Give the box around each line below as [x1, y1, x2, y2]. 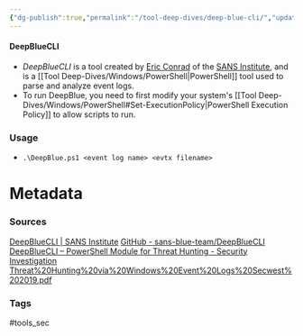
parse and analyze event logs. [22, 80, 134, 91]
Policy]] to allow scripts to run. [22, 109, 136, 120]
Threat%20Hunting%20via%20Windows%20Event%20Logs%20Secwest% [9, 265, 292, 276]
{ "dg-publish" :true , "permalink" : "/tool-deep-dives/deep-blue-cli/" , [9, 13, 272, 23]
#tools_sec [9, 317, 50, 328]
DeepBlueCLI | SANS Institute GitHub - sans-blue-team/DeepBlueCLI [9, 236, 266, 247]
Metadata [9, 184, 83, 204]
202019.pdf [9, 274, 52, 285]
